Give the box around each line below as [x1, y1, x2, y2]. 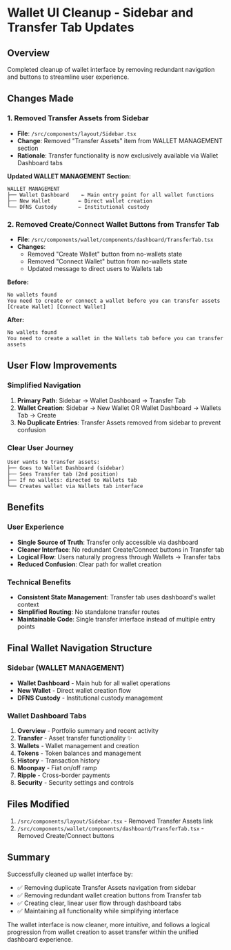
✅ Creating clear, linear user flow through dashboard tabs [17, 899, 181, 907]
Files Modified [7, 799, 70, 810]
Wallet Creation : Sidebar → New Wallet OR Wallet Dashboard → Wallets [17, 403, 222, 412]
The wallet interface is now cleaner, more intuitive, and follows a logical [7, 920, 210, 929]
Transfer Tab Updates [7, 19, 134, 35]
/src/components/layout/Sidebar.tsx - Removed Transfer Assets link [17, 817, 214, 825]
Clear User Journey [7, 443, 74, 452]
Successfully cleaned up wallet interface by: [7, 870, 133, 878]
